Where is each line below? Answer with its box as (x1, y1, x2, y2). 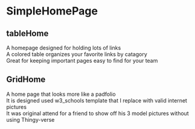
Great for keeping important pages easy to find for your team (6, 57, 158, 64)
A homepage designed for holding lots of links (6, 44, 121, 51)
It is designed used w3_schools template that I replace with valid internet (6, 96, 187, 104)
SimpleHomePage (6, 4, 98, 18)
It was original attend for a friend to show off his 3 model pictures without (6, 110, 189, 117)
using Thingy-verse (6, 116, 55, 123)
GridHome (6, 74, 46, 85)
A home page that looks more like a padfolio (6, 90, 116, 98)
